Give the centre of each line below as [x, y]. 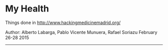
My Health [27, 9]
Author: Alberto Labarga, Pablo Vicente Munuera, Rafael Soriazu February [81, 32]
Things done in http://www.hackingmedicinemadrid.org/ [63, 22]
